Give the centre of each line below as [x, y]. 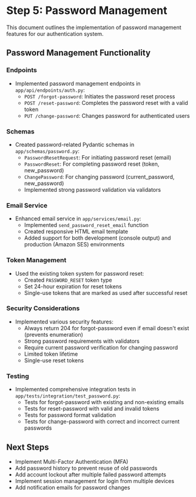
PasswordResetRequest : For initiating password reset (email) [98, 157]
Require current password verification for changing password [101, 347]
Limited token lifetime [51, 354]
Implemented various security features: [64, 322]
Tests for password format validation [70, 415]
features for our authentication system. [55, 33]
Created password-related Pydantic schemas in [75, 144]
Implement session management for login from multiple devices [95, 481]
